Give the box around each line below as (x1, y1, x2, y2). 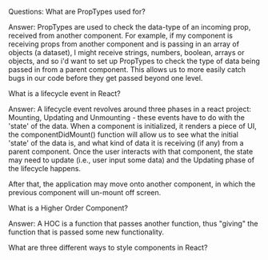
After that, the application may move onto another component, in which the (8, 179, 256, 189)
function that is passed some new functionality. (8, 227, 165, 237)
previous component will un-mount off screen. (8, 188, 162, 197)
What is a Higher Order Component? (8, 203, 128, 213)
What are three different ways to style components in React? (8, 243, 208, 252)
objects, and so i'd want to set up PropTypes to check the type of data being (8, 56, 260, 66)
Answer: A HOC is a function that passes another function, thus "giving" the (8, 219, 258, 228)
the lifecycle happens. (8, 164, 82, 173)
